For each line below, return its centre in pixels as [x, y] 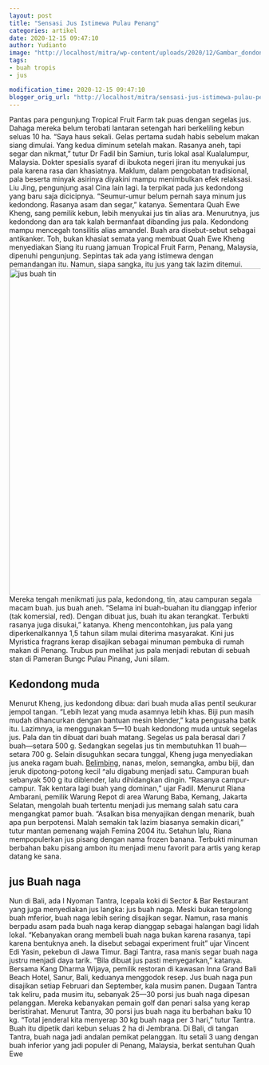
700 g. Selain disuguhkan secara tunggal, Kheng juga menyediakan [142, 755]
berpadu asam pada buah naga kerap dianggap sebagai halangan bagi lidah [134, 926]
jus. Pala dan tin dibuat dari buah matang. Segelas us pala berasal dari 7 [127, 738]
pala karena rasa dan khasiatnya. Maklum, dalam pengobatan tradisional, [129, 171]
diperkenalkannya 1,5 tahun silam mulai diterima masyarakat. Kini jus [122, 634]
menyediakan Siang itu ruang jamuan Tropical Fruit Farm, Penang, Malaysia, [134, 247]
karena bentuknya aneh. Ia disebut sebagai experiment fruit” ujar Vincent [129, 943]
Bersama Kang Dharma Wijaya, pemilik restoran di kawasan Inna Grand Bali [133, 969]
